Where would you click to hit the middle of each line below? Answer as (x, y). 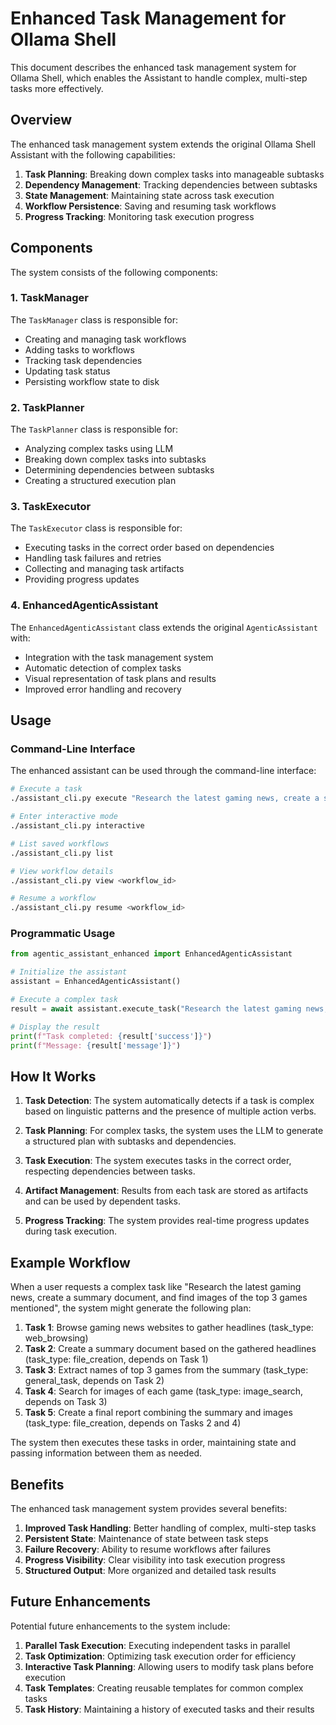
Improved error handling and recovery (103, 689)
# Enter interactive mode (64, 817)
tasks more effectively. (57, 88)
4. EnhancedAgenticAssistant (84, 605)
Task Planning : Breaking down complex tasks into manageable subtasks (174, 174)
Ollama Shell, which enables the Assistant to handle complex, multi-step (159, 78)
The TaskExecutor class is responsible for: (96, 528)
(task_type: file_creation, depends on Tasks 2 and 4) (133, 1423)
